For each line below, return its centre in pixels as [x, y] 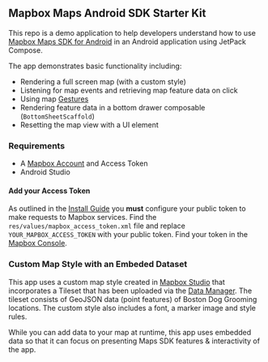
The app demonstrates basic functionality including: [95, 66]
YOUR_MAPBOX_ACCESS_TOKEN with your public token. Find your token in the [128, 235]
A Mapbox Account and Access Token [84, 164]
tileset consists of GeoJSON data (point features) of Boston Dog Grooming [133, 299]
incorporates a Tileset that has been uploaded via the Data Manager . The [130, 291]
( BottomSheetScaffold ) [57, 116]
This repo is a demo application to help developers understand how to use [132, 32]
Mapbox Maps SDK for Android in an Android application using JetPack [128, 41]
